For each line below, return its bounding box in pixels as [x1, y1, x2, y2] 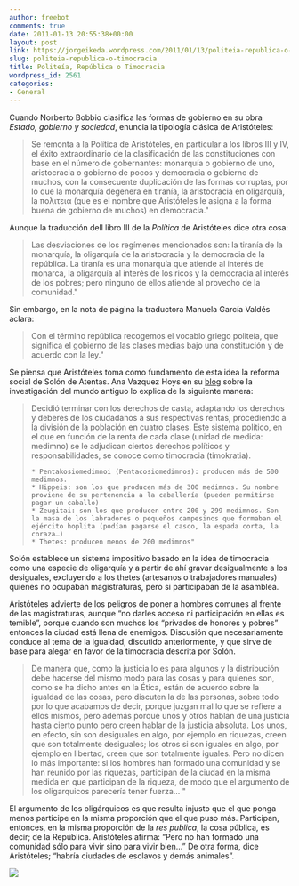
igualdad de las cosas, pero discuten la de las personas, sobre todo [30, 691, 279, 702]
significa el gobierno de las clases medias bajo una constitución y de [30, 340, 285, 350]
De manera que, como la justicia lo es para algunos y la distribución [30, 663, 279, 673]
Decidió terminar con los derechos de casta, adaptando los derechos [30, 402, 285, 414]
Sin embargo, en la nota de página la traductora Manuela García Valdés [9, 303, 271, 314]
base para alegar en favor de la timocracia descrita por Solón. [9, 646, 236, 656]
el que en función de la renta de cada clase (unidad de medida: [30, 431, 263, 441]
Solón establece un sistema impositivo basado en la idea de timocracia [9, 552, 270, 563]
